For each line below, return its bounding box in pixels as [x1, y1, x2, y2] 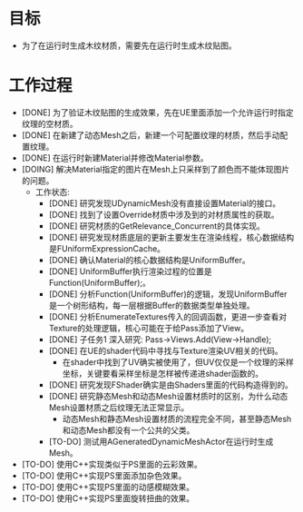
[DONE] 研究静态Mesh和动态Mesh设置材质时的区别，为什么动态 [48, 390, 288, 401]
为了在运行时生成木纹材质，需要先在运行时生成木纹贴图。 [21, 40, 237, 51]
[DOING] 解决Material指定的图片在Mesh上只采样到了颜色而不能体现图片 [21, 163, 290, 174]
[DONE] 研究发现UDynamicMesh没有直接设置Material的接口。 [48, 197, 281, 209]
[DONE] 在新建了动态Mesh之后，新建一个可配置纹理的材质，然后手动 [21, 129, 280, 141]
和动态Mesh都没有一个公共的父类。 [62, 424, 195, 436]
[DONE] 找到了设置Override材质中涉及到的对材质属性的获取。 [48, 209, 279, 220]
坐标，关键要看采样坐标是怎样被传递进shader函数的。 [62, 368, 264, 379]
